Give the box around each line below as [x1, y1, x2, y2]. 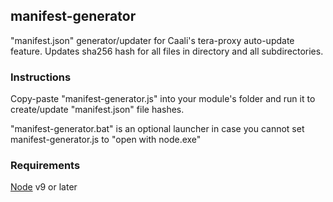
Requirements [10, 159, 81, 173]
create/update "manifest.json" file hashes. [10, 104, 185, 116]
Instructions [10, 70, 72, 84]
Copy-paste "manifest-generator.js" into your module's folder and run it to [10, 93, 316, 105]
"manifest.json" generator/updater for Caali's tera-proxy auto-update [10, 34, 295, 46]
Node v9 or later [10, 181, 78, 193]
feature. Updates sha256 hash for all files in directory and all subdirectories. [10, 45, 324, 57]
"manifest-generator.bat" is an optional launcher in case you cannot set [10, 123, 305, 135]
